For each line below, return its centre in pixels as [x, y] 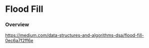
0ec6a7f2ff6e [19, 41]
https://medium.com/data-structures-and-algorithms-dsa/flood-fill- [75, 35]
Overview [17, 25]
